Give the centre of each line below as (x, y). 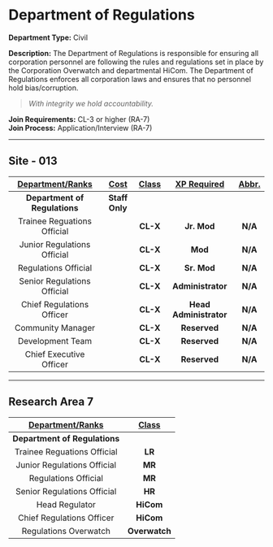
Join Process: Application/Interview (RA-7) (80, 128)
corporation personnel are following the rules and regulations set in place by (136, 62)
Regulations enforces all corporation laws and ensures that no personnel (130, 79)
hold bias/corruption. (43, 88)
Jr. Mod (199, 226)
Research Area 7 (51, 402)
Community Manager (55, 328)
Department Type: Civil (48, 37)
